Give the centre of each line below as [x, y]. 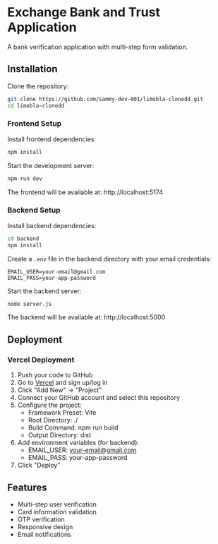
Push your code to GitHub [55, 375]
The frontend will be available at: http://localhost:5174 [85, 192]
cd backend [23, 238]
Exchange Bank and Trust [84, 12]
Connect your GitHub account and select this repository [99, 398]
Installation [32, 69]
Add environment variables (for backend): [78, 443]
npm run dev [25, 178]
